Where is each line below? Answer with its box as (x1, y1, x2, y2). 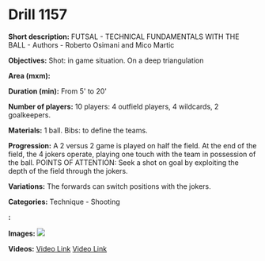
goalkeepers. (8, 109, 51, 120)
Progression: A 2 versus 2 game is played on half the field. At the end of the (8, 140, 257, 150)
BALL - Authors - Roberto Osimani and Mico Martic (8, 40, 175, 49)
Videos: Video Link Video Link (8, 244, 108, 253)
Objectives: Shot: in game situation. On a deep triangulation (8, 56, 204, 65)
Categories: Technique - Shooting (8, 197, 120, 206)
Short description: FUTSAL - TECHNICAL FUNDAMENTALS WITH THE (8, 32, 240, 41)
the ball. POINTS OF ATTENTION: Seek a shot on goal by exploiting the (8, 157, 239, 167)
